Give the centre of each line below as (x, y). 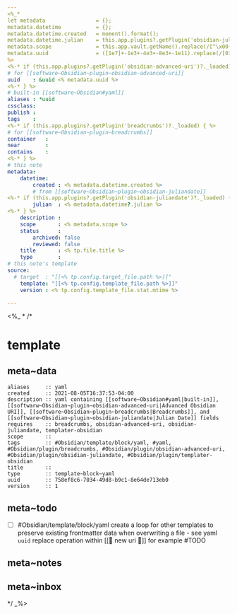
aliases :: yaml (38, 387)
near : (28, 146)
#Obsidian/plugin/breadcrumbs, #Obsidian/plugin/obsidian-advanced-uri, (116, 449)
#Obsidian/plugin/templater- (170, 456)
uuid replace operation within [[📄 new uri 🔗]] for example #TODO (111, 540)
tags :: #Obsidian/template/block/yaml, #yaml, (90, 443)
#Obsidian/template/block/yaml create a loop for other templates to (115, 525)
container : (28, 139)
